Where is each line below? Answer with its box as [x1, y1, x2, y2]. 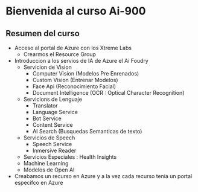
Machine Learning [23, 160, 69, 167]
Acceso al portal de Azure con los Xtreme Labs [14, 44, 132, 51]
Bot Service [32, 115, 62, 122]
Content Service [32, 121, 73, 128]
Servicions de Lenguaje [23, 95, 83, 103]
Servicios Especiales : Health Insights [23, 153, 117, 161]
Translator [32, 102, 58, 109]
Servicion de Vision [23, 63, 72, 71]
